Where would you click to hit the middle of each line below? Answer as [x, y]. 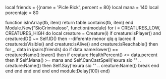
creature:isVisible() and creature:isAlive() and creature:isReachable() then [81, 44]
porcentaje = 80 [22, 13]
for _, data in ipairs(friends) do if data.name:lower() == [62, 49]
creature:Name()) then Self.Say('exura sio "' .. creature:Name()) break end [82, 66]
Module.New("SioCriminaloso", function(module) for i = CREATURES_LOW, [83, 28]
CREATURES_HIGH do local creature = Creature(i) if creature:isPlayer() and [83, 33]
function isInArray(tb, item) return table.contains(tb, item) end [69, 23]
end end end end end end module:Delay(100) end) [58, 71]
